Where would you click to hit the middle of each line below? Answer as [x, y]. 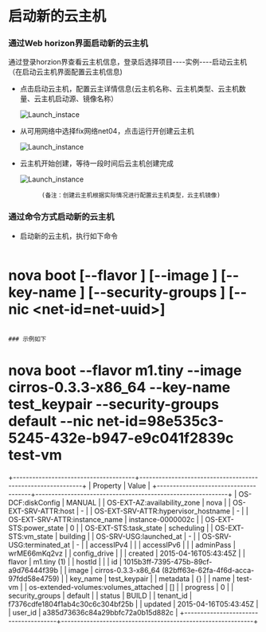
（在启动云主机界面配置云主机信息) [66, 72]
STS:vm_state [31, 536]
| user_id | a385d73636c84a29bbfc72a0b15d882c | [93, 612]
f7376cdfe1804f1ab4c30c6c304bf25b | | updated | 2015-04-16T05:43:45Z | [133, 604]
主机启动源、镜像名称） [79, 99]
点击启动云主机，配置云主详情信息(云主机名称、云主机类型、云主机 [129, 89]
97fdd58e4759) [34, 579]
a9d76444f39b [33, 570]
